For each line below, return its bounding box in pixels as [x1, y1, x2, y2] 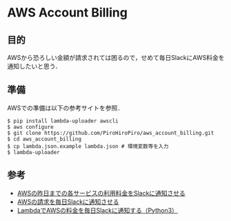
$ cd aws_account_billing [7, 136, 81, 143]
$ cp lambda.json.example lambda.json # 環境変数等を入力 [7, 143, 169, 149]
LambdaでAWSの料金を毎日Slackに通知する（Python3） [17, 206, 178, 214]
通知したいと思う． [7, 62, 61, 70]
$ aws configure [7, 123, 54, 130]
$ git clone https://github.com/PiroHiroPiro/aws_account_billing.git [7, 129, 214, 136]
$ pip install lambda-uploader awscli [7, 117, 119, 125]
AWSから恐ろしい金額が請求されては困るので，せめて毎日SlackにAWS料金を [7, 54, 225, 61]
